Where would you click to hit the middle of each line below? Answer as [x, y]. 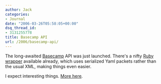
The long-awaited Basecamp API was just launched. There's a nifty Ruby [80, 56]
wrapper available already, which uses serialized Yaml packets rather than [81, 61]
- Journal [15, 19]
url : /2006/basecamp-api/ [32, 42]
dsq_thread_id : [21, 28]
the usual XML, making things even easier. [48, 66]
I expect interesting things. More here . [44, 76]
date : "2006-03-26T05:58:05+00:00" [42, 23]
